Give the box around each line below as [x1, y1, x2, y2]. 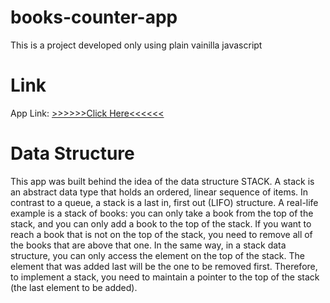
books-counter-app [10, 6, 178, 29]
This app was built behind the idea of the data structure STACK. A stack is [10, 175, 315, 187]
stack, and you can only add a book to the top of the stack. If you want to [10, 217, 312, 230]
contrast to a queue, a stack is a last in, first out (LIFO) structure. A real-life [10, 196, 319, 208]
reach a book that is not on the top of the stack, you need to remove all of [10, 228, 313, 240]
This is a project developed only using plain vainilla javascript [10, 39, 263, 51]
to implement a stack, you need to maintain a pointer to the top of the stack [10, 271, 320, 283]
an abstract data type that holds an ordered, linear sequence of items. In [10, 186, 309, 198]
